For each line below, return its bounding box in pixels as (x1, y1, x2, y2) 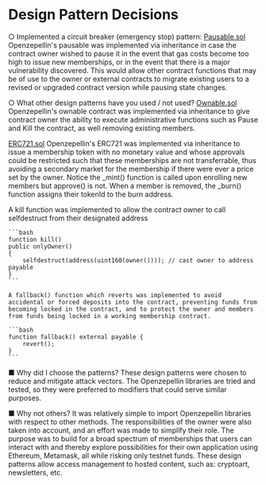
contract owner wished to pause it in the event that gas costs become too (8, 48, 249, 58)
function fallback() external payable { (8, 332, 145, 341)
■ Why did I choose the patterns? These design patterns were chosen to (8, 367, 247, 377)
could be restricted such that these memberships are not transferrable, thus (8, 155, 256, 165)
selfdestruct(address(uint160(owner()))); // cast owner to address (22, 256, 254, 264)
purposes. (8, 393, 42, 402)
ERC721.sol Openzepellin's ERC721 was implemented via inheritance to (8, 138, 241, 148)
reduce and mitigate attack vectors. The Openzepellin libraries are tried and (8, 376, 256, 386)
